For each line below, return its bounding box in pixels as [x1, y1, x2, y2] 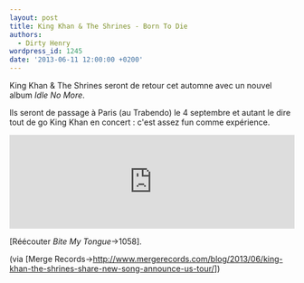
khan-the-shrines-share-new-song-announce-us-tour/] [9, 263, 218, 274]
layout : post [9, 13, 59, 23]
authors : [9, 30, 43, 39]
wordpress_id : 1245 [9, 47, 83, 56]
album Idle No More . [9, 90, 86, 100]
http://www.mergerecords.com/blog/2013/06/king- [92, 254, 283, 264]
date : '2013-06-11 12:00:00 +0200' [9, 55, 144, 64]
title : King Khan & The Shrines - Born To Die [9, 22, 188, 31]
